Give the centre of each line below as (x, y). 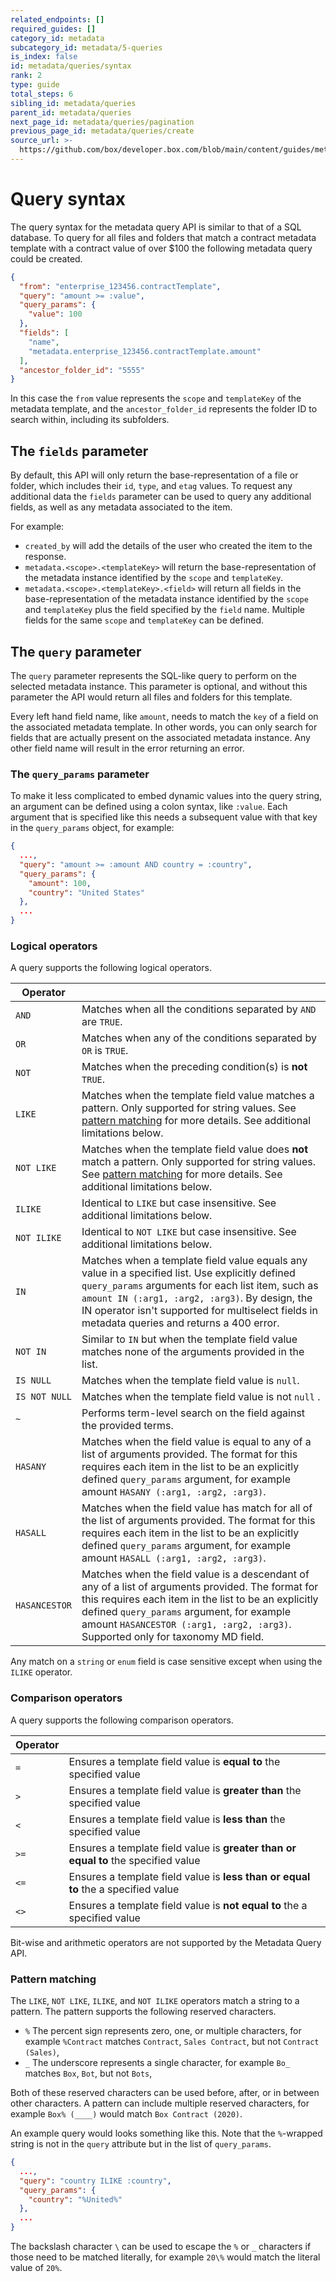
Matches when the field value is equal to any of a (196, 1442)
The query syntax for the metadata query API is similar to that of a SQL (156, 227)
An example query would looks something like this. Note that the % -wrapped (166, 2133)
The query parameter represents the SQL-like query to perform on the (153, 675)
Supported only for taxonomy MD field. (173, 1637)
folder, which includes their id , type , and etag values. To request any (151, 486)
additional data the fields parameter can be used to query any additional (161, 497)
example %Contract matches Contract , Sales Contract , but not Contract (172, 2041)
